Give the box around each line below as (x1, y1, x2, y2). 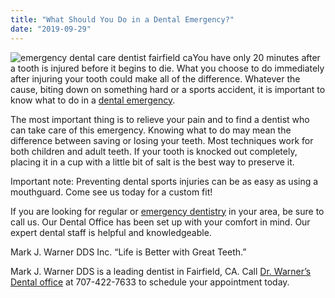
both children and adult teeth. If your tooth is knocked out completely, (10, 145, 298, 157)
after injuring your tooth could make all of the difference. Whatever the (10, 72, 301, 85)
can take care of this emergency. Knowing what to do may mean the (10, 124, 292, 136)
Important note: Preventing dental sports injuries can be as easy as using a (10, 175, 319, 187)
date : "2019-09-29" (10, 24, 92, 34)
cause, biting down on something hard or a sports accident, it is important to (10, 83, 326, 95)
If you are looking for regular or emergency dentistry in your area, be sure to (10, 205, 325, 217)
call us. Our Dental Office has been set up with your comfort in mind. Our (10, 216, 311, 228)
